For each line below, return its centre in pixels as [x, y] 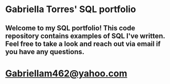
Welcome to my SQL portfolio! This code [70, 28]
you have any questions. [45, 52]
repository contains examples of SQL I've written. [85, 36]
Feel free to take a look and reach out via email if [83, 44]
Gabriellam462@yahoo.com [66, 73]
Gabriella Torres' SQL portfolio [71, 9]
